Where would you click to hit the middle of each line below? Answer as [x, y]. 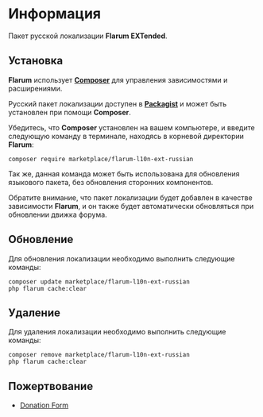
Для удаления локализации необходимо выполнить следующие [117, 332]
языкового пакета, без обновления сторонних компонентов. [111, 182]
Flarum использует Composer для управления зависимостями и [118, 79]
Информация [55, 14]
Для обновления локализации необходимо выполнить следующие [122, 258]
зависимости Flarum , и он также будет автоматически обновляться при [131, 206]
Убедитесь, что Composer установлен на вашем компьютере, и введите [132, 127]
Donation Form [44, 405]
